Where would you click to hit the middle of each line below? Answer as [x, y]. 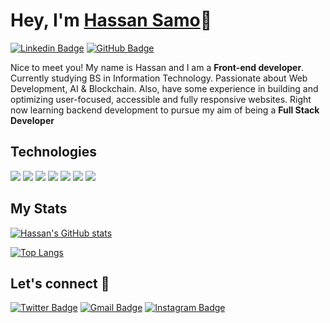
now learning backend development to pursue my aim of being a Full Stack [165, 110]
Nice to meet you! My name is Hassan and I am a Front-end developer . [157, 67]
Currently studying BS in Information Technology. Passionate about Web [159, 78]
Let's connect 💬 [60, 283]
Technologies [54, 152]
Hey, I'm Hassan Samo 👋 [111, 20]
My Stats [39, 209]
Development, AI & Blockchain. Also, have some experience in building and [164, 88]
